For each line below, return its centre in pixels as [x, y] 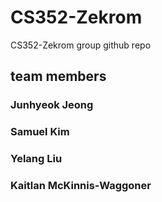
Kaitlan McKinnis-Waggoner [81, 186]
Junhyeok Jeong [52, 105]
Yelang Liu [36, 159]
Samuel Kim [40, 132]
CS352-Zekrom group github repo [81, 45]
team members [58, 76]
